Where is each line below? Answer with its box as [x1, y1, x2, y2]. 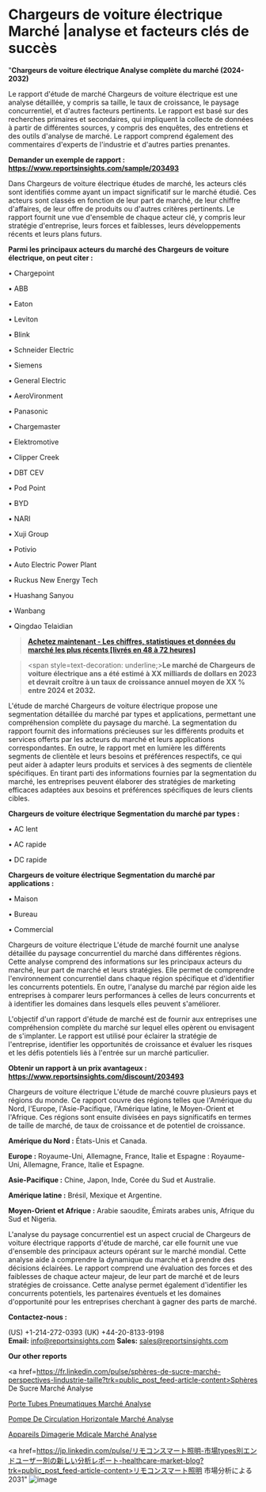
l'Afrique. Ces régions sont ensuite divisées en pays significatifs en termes [8, 1112, 252, 1121]
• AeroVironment [8, 390, 63, 401]
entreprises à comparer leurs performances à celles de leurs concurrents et [8, 990, 256, 999]
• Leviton [8, 314, 38, 324]
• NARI [8, 513, 31, 523]
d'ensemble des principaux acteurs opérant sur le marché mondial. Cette [8, 1246, 247, 1256]
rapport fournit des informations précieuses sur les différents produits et [8, 726, 245, 736]
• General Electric [8, 375, 66, 385]
